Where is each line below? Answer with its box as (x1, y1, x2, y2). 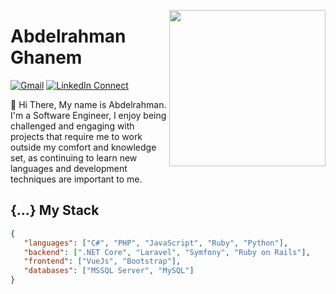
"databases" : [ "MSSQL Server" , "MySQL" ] (23, 266, 195, 276)
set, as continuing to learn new (10, 151, 138, 164)
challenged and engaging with (10, 120, 135, 132)
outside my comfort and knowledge (10, 141, 157, 153)
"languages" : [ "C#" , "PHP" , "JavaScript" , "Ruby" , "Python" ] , (23, 238, 289, 248)
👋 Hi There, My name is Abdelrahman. (10, 98, 167, 110)
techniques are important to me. (10, 173, 143, 185)
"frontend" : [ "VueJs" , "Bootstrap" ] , (23, 256, 182, 267)
